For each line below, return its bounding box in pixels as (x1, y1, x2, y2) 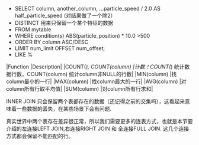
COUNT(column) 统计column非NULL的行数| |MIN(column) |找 (26, 71, 177, 77)
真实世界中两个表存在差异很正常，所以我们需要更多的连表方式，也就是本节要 (6, 118, 193, 124)
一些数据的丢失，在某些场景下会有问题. (16, 106, 112, 112)
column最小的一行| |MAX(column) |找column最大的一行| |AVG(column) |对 (6, 78, 187, 85)
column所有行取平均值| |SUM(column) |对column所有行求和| (6, 85, 153, 92)
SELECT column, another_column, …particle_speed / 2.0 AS (14, 5, 161, 12)
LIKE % (14, 51, 33, 58)
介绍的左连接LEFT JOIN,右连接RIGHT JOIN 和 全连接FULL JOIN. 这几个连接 (6, 125, 190, 132)
